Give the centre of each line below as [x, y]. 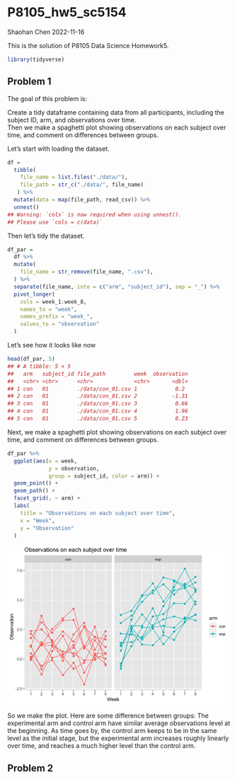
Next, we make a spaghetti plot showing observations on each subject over [117, 432]
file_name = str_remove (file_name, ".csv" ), [87, 272]
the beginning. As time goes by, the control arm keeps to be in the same [112, 731]
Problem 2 [30, 768]
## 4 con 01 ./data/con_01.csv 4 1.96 [98, 411]
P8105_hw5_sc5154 [67, 12]
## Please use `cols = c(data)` [55, 222]
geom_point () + [36, 483]
